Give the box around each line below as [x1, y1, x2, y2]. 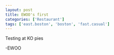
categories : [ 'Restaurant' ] [5, 17, 65, 22]
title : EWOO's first [5, 12, 49, 17]
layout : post [5, 7, 33, 13]
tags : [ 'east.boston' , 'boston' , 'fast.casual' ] [5, 21, 110, 27]
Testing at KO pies [5, 35, 44, 41]
